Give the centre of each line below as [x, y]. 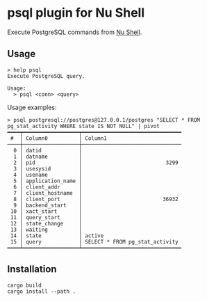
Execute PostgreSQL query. [46, 76]
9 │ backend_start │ [48, 205]
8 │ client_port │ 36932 [96, 199]
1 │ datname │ [48, 157]
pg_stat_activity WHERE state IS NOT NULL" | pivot [83, 126]
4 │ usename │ [48, 175]
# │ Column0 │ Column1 [59, 138]
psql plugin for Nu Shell [76, 13]
